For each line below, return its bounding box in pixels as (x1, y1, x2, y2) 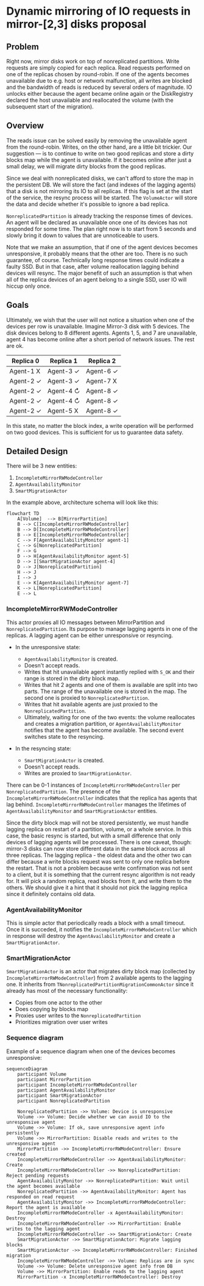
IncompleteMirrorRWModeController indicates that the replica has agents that (6, 794, 197, 801)
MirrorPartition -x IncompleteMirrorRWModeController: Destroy (17, 1274, 181, 1280)
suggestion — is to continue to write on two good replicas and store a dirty (6, 149, 194, 157)
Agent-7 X (86, 377, 118, 385)
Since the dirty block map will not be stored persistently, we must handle (6, 819, 189, 826)
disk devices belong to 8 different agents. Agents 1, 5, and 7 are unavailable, (6, 329, 198, 336)
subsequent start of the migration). (6, 103, 94, 110)
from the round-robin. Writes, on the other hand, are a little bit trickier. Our (6, 143, 192, 151)
